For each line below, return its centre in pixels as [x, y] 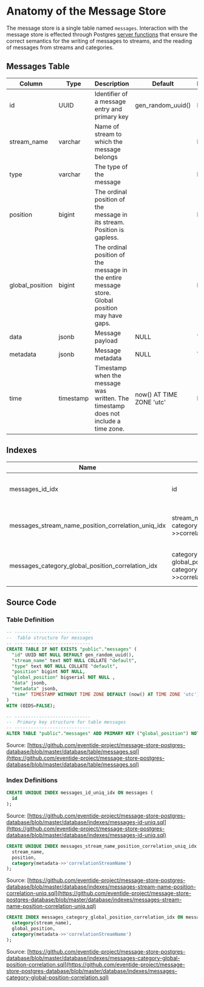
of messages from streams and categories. [60, 47]
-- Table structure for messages [50, 638]
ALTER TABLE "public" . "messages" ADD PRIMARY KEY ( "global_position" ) [97, 734]
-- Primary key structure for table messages [66, 722]
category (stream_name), [42, 923]
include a [108, 421]
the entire [108, 278]
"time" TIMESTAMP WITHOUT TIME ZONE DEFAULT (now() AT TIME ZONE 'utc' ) [106, 694]
